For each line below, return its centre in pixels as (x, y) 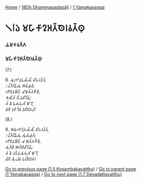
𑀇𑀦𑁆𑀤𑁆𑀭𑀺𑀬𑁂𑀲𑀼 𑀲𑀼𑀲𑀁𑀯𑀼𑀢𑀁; (21, 135)
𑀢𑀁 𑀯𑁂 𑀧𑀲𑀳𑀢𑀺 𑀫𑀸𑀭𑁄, (19, 104)
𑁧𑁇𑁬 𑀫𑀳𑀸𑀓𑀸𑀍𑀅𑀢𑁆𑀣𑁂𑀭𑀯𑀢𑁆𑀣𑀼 (45, 28)
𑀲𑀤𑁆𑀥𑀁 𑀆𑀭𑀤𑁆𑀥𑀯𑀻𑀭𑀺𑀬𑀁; (19, 147)
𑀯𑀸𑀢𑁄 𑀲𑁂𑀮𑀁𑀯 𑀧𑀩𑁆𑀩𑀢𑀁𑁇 (20, 159)
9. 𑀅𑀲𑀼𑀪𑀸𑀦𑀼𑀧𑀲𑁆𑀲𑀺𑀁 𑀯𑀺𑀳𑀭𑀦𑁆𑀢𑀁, (27, 130)
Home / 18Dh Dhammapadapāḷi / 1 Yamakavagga (55, 7)
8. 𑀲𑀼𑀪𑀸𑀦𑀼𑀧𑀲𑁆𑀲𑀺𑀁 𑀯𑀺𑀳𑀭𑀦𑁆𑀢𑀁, (26, 80)
